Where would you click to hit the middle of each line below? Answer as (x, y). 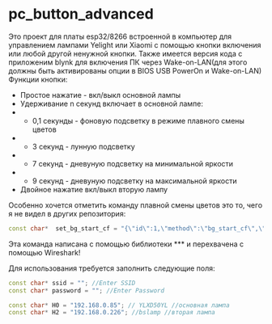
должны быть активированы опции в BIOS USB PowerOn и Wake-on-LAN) (135, 70)
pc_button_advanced (81, 14)
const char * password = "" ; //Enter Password (86, 290)
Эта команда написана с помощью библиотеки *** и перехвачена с (126, 244)
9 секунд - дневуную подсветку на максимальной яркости (134, 181)
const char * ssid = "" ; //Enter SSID (72, 283)
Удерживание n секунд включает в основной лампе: (112, 103)
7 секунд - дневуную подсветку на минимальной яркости (132, 163)
